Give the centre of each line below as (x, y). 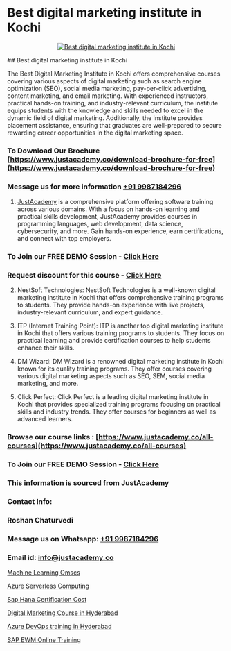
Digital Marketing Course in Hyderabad (63, 613)
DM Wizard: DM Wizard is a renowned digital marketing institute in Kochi (121, 362)
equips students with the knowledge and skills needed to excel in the (105, 110)
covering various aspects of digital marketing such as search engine (104, 81)
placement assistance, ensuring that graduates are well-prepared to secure (115, 125)
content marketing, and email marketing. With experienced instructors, (108, 96)
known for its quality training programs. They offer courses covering (114, 369)
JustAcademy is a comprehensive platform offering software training (115, 202)
